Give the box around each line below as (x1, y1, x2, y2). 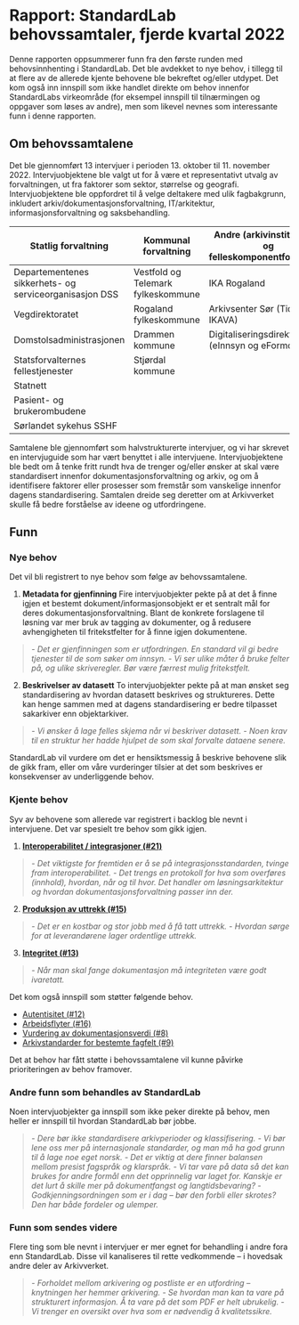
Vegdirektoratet (13, 308, 79, 321)
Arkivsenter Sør (208, 302, 274, 314)
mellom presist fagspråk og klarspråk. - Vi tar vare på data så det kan (30, 1161, 289, 1172)
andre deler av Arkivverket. (9, 1261, 109, 1272)
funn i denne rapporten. (9, 110, 96, 121)
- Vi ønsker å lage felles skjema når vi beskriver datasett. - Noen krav (30, 726, 287, 736)
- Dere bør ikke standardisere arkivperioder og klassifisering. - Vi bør (30, 1133, 287, 1144)
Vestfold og (133, 265, 182, 278)
